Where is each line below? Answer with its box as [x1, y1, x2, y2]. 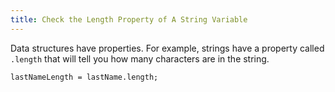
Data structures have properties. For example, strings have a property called [10, 42, 325, 54]
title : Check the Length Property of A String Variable [10, 14, 248, 25]
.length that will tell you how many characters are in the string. [10, 52, 270, 65]
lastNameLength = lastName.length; [10, 72, 159, 82]
